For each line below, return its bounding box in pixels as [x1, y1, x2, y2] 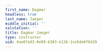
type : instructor [5, 35, 41, 40]
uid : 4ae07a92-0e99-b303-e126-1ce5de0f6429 [5, 40, 97, 45]
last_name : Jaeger [5, 16, 43, 21]
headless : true [5, 12, 37, 17]
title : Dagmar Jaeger [5, 30, 50, 35]
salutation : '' [5, 26, 37, 31]
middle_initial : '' [5, 21, 46, 26]
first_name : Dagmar [5, 7, 46, 12]
